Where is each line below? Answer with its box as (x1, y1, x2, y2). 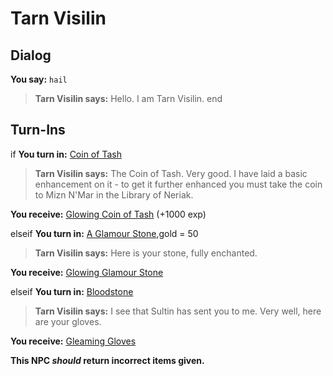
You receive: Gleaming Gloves (10, 335, 137, 347)
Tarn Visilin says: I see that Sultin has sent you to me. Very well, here (34, 305, 322, 317)
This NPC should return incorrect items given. (10, 354, 205, 366)
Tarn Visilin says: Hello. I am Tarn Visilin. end (34, 93, 223, 104)
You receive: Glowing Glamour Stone (10, 266, 164, 278)
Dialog (10, 47, 52, 64)
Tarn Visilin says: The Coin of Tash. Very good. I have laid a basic (34, 167, 308, 179)
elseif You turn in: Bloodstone (10, 285, 134, 297)
